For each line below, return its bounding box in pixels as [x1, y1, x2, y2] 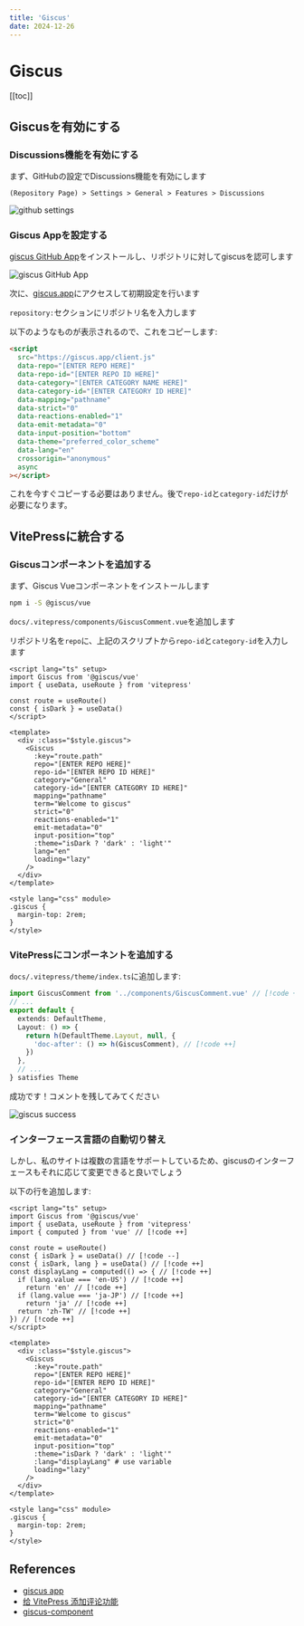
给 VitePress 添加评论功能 [22, 1596, 119, 1607]
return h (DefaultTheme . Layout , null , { [25, 1031, 176, 1040]
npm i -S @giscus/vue [9, 598, 91, 607]
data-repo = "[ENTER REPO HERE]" [17, 361, 136, 371]
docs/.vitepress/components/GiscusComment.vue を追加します [9, 616, 235, 626]
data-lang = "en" [17, 445, 75, 454]
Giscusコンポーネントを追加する [9, 558, 152, 570]
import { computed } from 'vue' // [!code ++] [9, 1228, 188, 1237]
